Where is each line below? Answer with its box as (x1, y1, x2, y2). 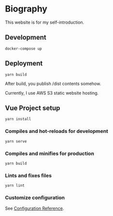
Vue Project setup (5, 104, 60, 112)
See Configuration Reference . (5, 205, 64, 211)
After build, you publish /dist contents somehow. (5, 81, 101, 86)
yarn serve (5, 139, 27, 144)
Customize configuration (5, 194, 65, 201)
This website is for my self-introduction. (5, 19, 85, 25)
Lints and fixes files (5, 172, 52, 179)
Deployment (5, 59, 43, 68)
